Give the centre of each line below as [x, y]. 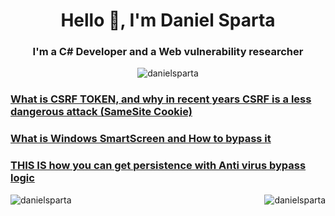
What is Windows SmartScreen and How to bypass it [141, 139]
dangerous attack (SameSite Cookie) [101, 112]
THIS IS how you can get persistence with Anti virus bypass [158, 166]
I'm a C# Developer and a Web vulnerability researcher [168, 52]
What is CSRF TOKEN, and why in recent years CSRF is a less [161, 99]
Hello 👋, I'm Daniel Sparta [168, 20]
